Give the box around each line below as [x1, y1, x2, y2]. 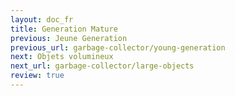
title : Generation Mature [10, 24, 118, 34]
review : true [10, 71, 65, 81]
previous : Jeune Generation [10, 33, 128, 43]
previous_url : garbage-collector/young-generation [10, 42, 226, 53]
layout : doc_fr [10, 14, 74, 25]
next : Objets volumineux [10, 52, 114, 62]
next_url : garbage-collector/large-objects [10, 61, 195, 71]
